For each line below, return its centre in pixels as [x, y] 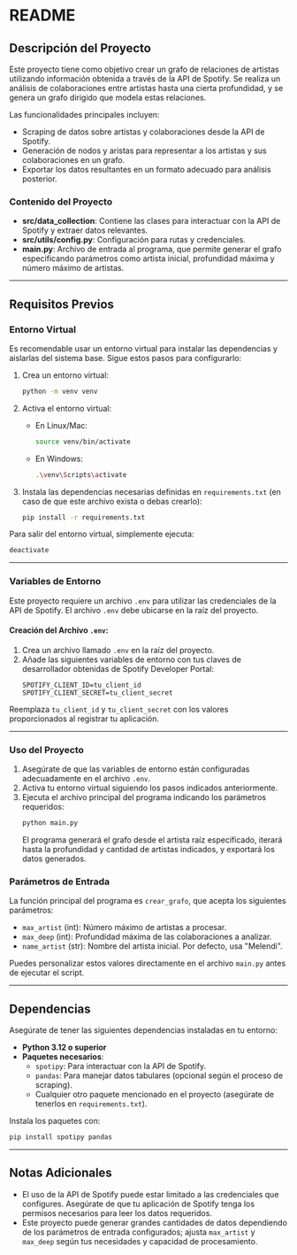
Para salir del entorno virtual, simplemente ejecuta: [102, 534]
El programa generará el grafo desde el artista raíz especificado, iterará [152, 840]
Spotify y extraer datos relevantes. [85, 230]
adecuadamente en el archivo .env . [86, 779]
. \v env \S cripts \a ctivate [81, 474]
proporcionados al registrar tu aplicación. [84, 719]
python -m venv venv [60, 391]
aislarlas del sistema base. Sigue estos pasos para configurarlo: [125, 358]
